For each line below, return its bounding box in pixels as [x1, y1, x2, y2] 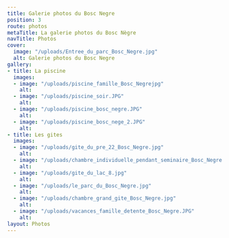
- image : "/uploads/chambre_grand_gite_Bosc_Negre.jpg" [13, 195, 176, 202]
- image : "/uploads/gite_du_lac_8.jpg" [13, 169, 128, 176]
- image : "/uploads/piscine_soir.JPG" [13, 93, 125, 100]
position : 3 [7, 16, 41, 23]
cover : [7, 42, 26, 49]
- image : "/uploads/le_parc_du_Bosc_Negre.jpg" [13, 182, 152, 189]
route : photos [7, 23, 48, 29]
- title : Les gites [7, 131, 63, 138]
